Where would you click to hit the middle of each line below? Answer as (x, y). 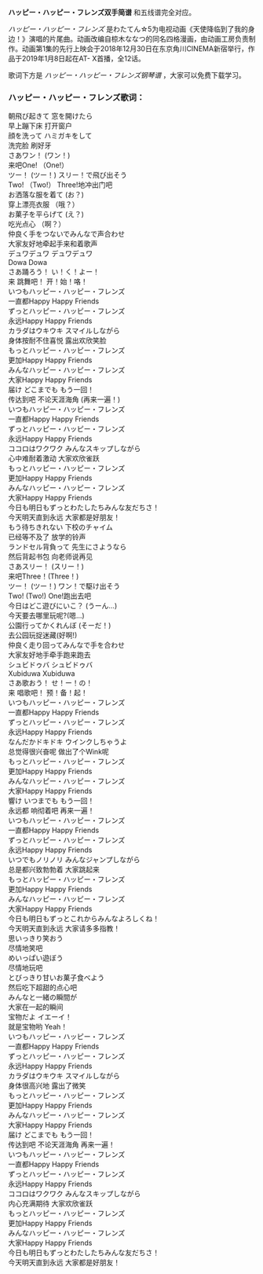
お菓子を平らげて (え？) (46, 215)
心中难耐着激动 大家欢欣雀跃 (54, 458)
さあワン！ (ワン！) (39, 156)
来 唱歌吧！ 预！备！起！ (48, 693)
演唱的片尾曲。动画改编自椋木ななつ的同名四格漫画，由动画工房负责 (139, 39)
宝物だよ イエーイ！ (40, 1017)
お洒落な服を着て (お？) (46, 195)
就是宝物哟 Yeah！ (38, 1027)
